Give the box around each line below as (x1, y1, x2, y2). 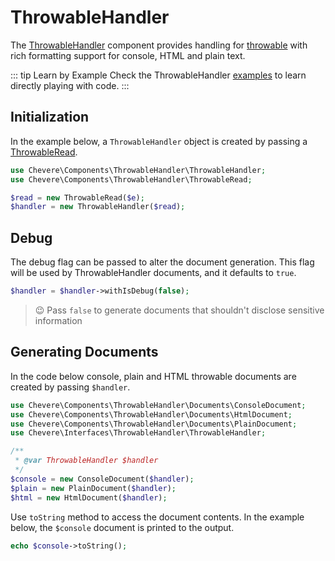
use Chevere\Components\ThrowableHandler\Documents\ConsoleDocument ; (10, 400, 307, 410)
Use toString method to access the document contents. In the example (10, 511, 305, 523)
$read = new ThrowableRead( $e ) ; (10, 192, 145, 203)
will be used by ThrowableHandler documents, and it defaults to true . (10, 267, 297, 279)
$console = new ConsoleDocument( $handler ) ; (10, 474, 195, 484)
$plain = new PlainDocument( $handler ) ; (10, 483, 177, 493)
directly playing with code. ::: (10, 79, 130, 91)
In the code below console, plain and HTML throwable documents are (10, 370, 297, 382)
